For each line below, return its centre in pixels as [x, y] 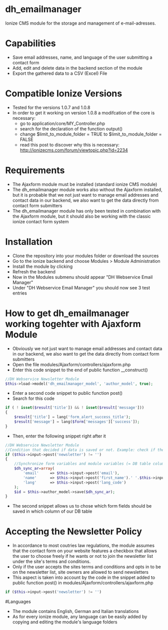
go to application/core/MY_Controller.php [62, 123]
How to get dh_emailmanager [67, 313]
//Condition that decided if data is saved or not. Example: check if [80, 450]
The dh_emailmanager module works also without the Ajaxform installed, [87, 190]
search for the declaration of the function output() [71, 128]
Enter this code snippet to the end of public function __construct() [80, 370]
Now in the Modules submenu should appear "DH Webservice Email [82, 277]
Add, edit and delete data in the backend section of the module [77, 68]
